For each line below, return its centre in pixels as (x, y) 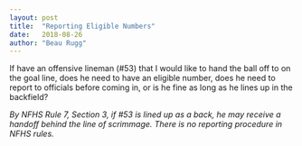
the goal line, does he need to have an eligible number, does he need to (142, 78)
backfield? (29, 97)
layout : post (34, 18)
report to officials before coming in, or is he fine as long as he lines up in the (151, 87)
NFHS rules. (32, 134)
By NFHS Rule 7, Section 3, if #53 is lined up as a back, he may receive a (146, 114)
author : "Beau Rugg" (48, 43)
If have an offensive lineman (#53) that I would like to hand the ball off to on (150, 68)
